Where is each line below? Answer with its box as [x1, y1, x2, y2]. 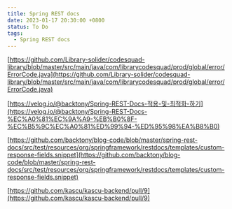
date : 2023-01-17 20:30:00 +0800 [7, 17, 105, 24]
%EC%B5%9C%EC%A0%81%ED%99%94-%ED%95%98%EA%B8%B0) [7, 122, 220, 131]
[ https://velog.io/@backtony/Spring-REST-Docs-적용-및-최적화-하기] [7, 99, 203, 108]
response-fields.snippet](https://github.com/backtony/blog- [7, 151, 181, 159]
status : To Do [7, 23, 49, 30]
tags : [7, 29, 23, 37]
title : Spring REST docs [7, 10, 80, 17]
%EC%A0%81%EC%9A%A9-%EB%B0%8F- [7, 115, 137, 123]
